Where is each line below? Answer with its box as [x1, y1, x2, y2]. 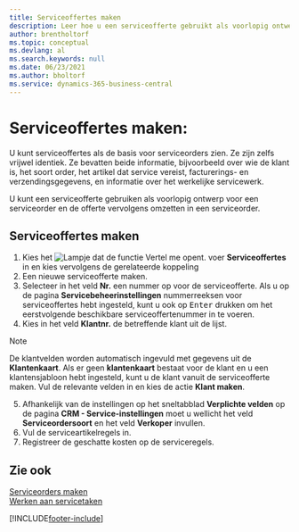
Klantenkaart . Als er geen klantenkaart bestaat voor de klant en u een [9, 362, 269, 373]
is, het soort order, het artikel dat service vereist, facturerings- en [9, 166, 249, 177]
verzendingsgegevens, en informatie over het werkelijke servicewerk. [9, 176, 264, 187]
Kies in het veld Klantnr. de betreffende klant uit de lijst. [21, 319, 227, 329]
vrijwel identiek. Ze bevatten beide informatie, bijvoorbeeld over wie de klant [9, 157, 290, 168]
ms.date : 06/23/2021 [9, 63, 86, 72]
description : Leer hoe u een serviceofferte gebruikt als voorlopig [9, 21, 269, 30]
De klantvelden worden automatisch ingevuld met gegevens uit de [9, 353, 252, 364]
